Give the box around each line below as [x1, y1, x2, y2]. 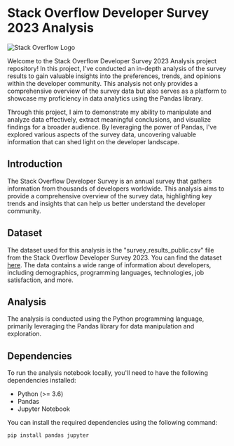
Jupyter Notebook [17, 404, 70, 413]
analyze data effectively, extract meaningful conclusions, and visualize [7, 115, 212, 124]
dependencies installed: [7, 376, 76, 385]
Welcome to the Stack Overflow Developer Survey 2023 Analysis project [7, 56, 217, 65]
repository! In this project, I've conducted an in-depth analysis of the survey [7, 64, 226, 72]
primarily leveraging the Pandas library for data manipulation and [7, 322, 195, 331]
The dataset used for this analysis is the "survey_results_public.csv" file [7, 246, 214, 254]
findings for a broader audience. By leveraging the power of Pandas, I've [7, 122, 217, 131]
